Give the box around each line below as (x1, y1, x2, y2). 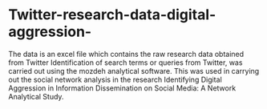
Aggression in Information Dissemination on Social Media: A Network (8, 83, 237, 93)
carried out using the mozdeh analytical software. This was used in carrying (8, 66, 260, 75)
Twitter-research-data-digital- (8, 6, 216, 24)
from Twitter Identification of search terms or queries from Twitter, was (8, 58, 243, 67)
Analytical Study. (8, 91, 64, 101)
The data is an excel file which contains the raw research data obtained (8, 49, 245, 59)
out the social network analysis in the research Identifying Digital (8, 75, 222, 84)
